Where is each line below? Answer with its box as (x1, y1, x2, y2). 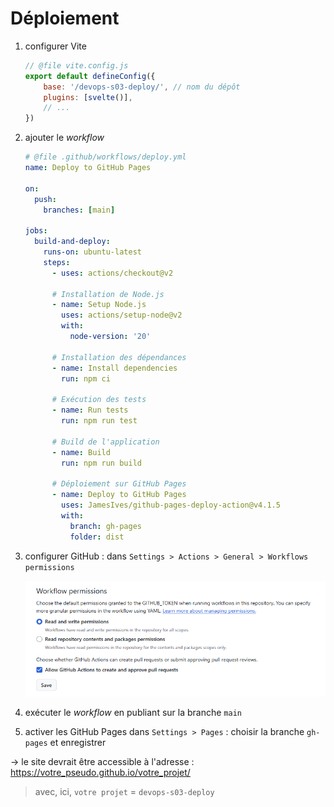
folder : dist (69, 532, 125, 542)
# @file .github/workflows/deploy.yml (24, 152, 187, 162)
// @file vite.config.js (24, 60, 129, 71)
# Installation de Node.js (51, 289, 165, 299)
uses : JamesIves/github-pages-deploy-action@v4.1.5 (61, 500, 281, 511)
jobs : (24, 226, 48, 236)
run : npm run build (61, 458, 142, 468)
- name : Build (51, 447, 111, 457)
